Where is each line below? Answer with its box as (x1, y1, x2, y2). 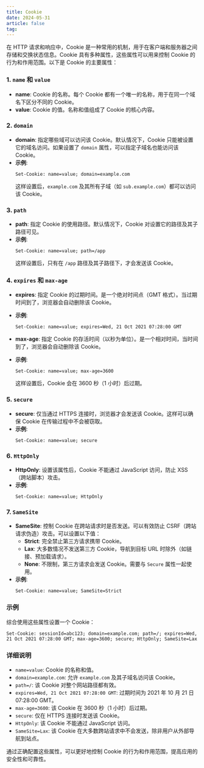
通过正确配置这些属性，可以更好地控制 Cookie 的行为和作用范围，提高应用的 (6, 747, 198, 755)
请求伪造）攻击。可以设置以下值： (15, 530, 101, 537)
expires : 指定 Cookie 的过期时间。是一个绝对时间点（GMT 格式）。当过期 (15, 291, 198, 299)
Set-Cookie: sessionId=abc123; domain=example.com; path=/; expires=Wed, (6, 630, 198, 637)
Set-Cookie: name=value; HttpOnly (15, 494, 103, 500)
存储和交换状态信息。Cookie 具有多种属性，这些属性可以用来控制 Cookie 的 (6, 51, 196, 59)
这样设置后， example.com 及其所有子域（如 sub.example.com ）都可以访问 (15, 183, 196, 190)
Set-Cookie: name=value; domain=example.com (15, 171, 130, 177)
